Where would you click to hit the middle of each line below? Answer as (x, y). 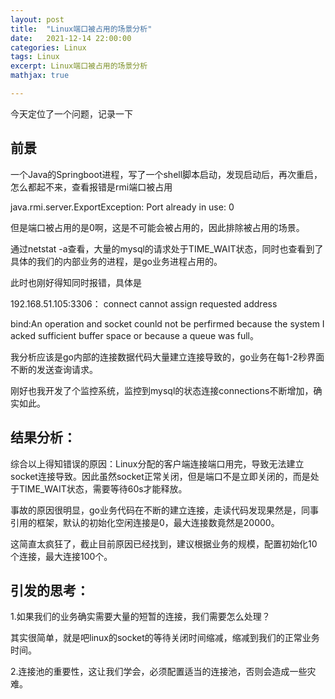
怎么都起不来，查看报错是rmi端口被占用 (91, 187)
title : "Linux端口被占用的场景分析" (81, 29)
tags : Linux (35, 57)
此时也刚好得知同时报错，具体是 (76, 282)
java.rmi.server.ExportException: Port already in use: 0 (122, 207)
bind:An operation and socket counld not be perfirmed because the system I (167, 323)
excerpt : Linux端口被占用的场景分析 (79, 66)
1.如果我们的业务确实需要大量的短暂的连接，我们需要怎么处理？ (140, 617)
